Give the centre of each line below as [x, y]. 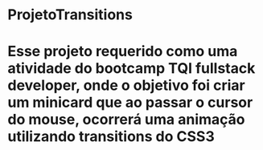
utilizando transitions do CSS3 [111, 137]
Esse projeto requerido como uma [123, 52]
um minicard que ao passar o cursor [130, 103]
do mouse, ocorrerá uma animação [126, 120]
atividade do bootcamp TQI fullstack [131, 69]
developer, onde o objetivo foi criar [127, 85]
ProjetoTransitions [70, 15]
